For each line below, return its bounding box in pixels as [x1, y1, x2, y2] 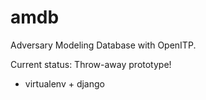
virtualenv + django [24, 77, 105, 90]
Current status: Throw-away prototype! [10, 58, 172, 70]
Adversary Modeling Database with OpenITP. [10, 39, 197, 51]
